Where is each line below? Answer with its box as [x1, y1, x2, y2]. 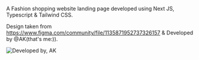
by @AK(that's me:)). [6, 36, 58, 42]
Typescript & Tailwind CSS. [6, 11, 73, 18]
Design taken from [6, 23, 52, 30]
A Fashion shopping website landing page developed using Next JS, [6, 5, 175, 12]
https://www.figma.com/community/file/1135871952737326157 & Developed [6, 29, 194, 36]
